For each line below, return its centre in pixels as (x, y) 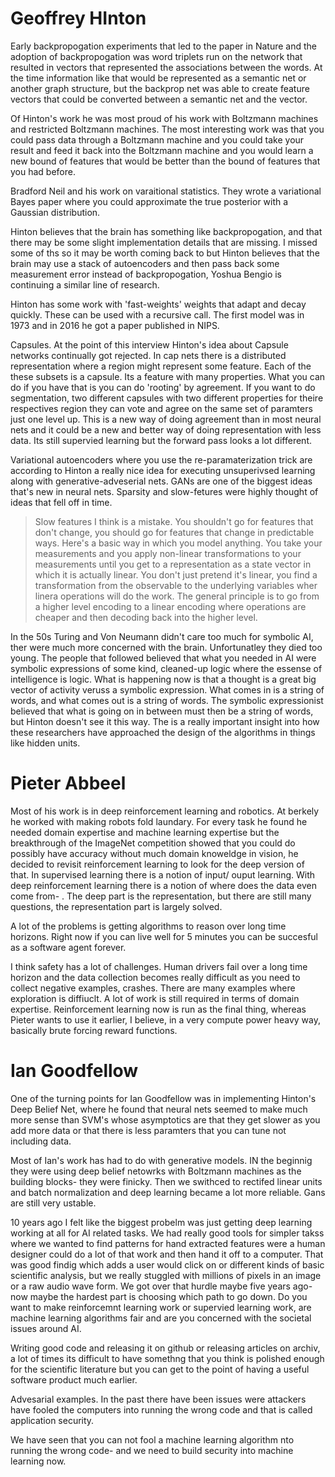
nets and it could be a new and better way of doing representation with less (166, 429)
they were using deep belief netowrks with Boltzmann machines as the (156, 1171)
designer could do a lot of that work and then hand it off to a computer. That (167, 1254)
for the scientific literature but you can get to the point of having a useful (160, 1369)
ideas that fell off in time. (61, 502)
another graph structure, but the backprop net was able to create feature (160, 88)
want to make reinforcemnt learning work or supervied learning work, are (161, 1307)
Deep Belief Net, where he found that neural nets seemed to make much (159, 1109)
